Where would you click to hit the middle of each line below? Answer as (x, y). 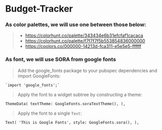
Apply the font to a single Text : (50, 113)
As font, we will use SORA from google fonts (61, 60)
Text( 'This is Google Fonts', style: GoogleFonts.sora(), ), (72, 122)
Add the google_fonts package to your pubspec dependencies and (87, 70)
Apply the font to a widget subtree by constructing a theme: (80, 95)
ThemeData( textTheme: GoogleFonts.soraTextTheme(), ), (65, 104)
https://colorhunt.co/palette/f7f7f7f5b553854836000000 (85, 41)
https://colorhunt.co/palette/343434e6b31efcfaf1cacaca (84, 35)
